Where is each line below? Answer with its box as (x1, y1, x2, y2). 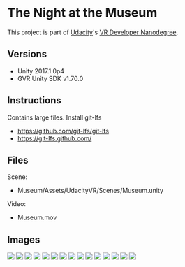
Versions (7, 48, 47, 60)
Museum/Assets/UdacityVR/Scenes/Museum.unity (17, 187, 164, 195)
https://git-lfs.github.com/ (17, 134, 92, 143)
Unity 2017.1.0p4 (17, 66, 65, 75)
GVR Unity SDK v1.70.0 (17, 74, 84, 82)
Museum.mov (17, 213, 57, 222)
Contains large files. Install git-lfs (7, 113, 102, 122)
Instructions (7, 94, 61, 106)
